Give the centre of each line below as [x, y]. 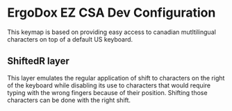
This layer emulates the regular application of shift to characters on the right [116, 78]
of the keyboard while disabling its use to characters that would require [109, 85]
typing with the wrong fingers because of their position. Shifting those [107, 92]
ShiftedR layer [38, 61]
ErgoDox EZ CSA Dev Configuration [111, 13]
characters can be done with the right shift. [69, 100]
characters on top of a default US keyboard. [70, 39]
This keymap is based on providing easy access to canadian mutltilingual [112, 32]
